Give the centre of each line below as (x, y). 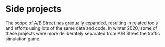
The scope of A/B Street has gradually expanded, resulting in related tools (82, 23)
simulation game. (23, 39)
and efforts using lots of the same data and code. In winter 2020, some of (81, 28)
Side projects (33, 9)
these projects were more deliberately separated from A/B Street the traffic (83, 33)
